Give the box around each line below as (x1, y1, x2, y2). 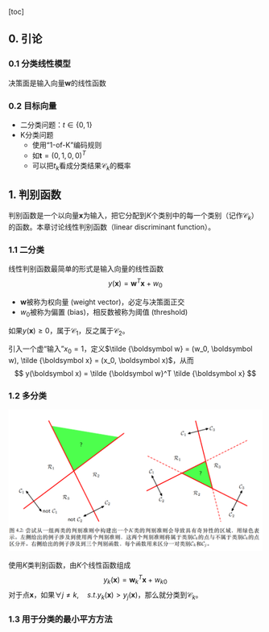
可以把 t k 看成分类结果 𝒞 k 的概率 (31, 160, 131, 172)
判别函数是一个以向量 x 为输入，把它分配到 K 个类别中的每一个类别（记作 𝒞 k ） (8, 211, 259, 222)
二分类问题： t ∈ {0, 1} (19, 120, 93, 130)
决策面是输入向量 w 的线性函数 (8, 78, 106, 88)
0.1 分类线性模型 (8, 58, 71, 69)
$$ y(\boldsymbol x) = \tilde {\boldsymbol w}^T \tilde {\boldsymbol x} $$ (14, 369, 257, 378)
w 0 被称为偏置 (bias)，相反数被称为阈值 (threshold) (19, 307, 188, 319)
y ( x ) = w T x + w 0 (108, 277, 163, 290)
